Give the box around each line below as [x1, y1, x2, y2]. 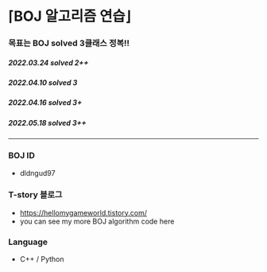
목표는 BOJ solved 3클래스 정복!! [8, 37, 130, 49]
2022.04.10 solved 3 [8, 78, 78, 87]
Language [8, 236, 48, 247]
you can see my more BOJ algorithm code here [19, 216, 175, 226]
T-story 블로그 [8, 189, 63, 200]
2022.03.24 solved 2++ [8, 57, 89, 68]
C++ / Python [19, 255, 65, 264]
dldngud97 [19, 168, 56, 177]
